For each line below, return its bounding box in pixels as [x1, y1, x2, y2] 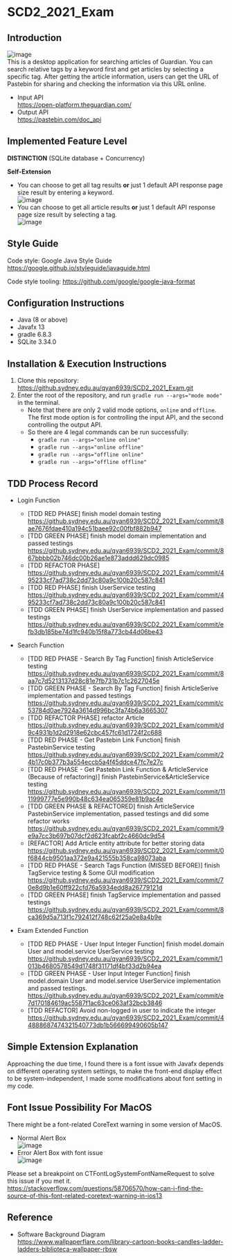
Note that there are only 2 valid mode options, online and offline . [27, 406, 217, 414]
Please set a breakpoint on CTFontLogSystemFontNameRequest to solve [7, 1169, 215, 1177]
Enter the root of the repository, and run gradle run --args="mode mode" [17, 391, 223, 399]
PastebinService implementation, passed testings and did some [27, 810, 209, 818]
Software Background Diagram [17, 1230, 105, 1238]
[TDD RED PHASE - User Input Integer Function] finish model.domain [27, 940, 224, 948]
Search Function [17, 641, 64, 649]
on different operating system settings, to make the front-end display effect [7, 1067, 222, 1075]
